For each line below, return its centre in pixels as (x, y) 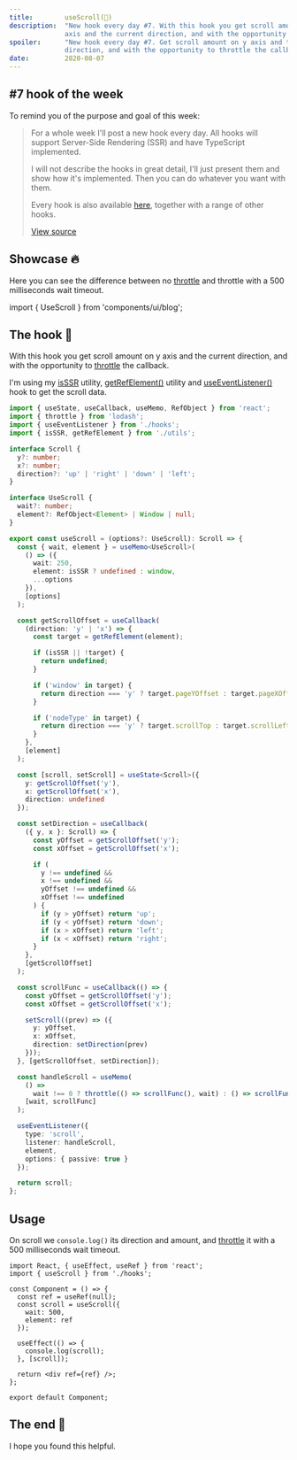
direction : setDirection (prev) (90, 1045)
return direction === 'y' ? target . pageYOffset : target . (150, 693)
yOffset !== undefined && (89, 889)
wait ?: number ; (45, 506)
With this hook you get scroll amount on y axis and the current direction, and (148, 356)
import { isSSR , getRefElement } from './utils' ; (103, 433)
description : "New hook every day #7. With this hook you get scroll (142, 26)
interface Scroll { (45, 449)
